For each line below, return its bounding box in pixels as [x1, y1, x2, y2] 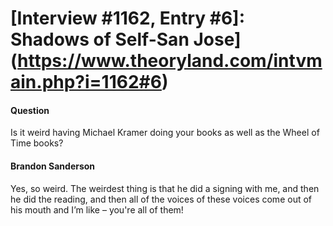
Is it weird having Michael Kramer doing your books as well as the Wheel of [10, 127, 320, 139]
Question [10, 104, 50, 116]
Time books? [10, 137, 64, 149]
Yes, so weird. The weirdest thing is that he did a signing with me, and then [10, 182, 320, 194]
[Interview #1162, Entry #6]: [10, 7, 245, 30]
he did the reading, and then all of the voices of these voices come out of [10, 193, 313, 205]
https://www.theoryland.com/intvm [17, 50, 323, 72]
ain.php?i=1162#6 [10, 71, 162, 94]
